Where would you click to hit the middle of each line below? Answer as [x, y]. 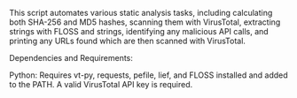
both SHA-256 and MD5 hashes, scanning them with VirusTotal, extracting [145, 22]
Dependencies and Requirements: [71, 58]
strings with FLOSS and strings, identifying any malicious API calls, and [139, 31]
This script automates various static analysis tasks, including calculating [141, 13]
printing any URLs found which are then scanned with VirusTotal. [128, 41]
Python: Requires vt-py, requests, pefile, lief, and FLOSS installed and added [148, 75]
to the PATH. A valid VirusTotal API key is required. [101, 84]
